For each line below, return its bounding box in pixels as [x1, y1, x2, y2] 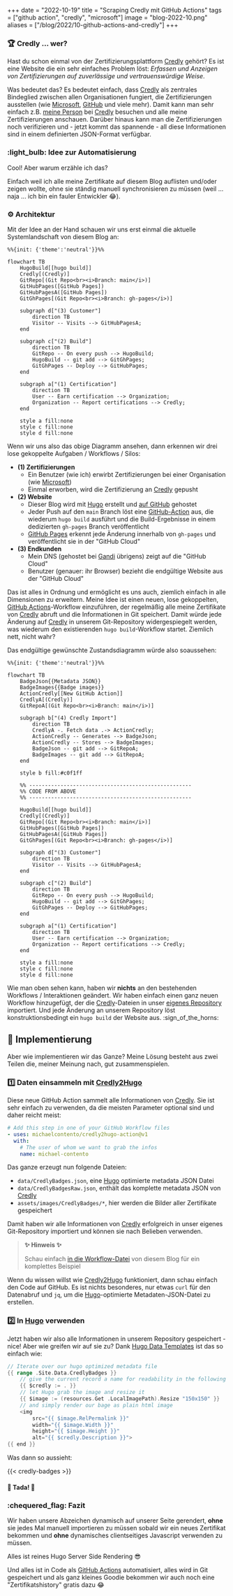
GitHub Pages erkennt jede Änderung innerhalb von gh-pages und [27, 529, 216, 538]
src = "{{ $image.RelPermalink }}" [32, 1415, 130, 1422]
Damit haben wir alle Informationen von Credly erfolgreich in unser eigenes [7, 1220, 223, 1228]
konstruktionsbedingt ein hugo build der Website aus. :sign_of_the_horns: [7, 1013, 219, 1021]
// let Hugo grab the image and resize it [20, 1389, 145, 1396]
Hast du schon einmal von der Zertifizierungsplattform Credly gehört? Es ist [7, 57, 225, 66]
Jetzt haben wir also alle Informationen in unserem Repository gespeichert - [7, 1335, 226, 1343]
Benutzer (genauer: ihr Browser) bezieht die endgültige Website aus [27, 566, 223, 575]
